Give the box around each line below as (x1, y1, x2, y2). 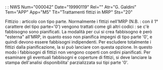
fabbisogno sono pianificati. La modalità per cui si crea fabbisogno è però (5, 29, 152, 34)
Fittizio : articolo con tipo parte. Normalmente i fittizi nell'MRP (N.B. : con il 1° (5, 19, 159, 24)
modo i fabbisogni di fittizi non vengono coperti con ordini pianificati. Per (5, 49, 151, 55)
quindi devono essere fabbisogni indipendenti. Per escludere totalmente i (5, 39, 151, 45)
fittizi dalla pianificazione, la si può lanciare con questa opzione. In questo (5, 44, 153, 50)
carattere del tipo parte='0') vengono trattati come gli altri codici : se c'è (5, 24, 149, 29)
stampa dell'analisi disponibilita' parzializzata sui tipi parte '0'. (5, 60, 129, 65)
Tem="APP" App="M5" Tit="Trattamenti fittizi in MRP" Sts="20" (5, 9, 133, 15)
